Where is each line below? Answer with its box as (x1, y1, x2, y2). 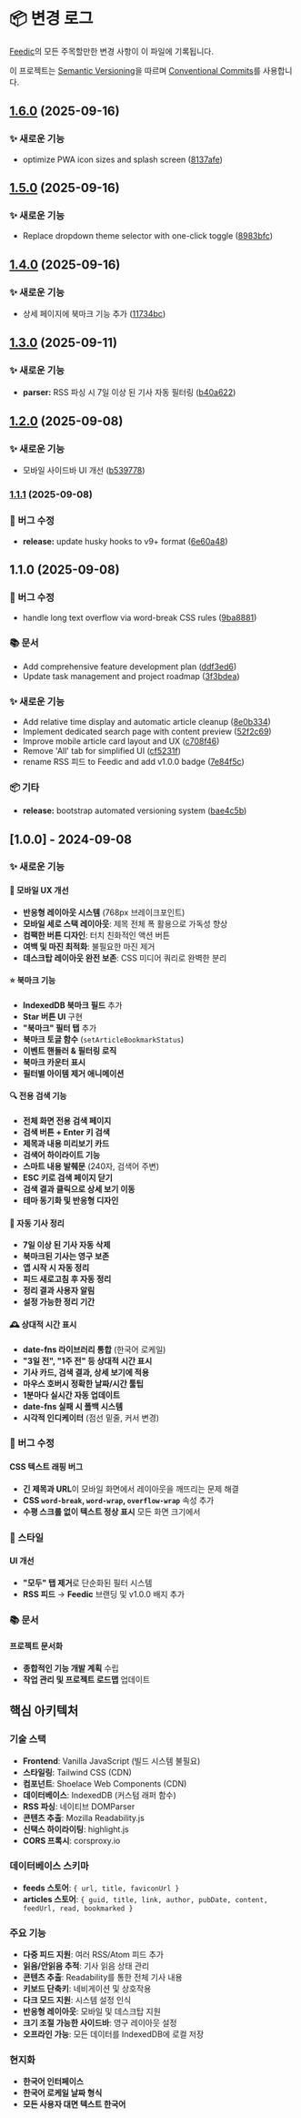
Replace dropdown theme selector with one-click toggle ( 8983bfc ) (22, 230, 274, 241)
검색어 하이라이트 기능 (22, 1149, 101, 1161)
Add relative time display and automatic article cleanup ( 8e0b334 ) (22, 716, 271, 727)
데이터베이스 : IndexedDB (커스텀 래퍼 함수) (22, 1789, 177, 1800)
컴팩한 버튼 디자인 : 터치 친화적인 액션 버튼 (22, 930, 171, 941)
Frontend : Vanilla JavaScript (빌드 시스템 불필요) (22, 1755, 201, 1767)
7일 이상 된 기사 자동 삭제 (22, 1239, 111, 1250)
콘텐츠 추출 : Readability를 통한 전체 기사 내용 (22, 1972, 184, 1983)
